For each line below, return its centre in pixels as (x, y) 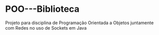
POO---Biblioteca (42, 9)
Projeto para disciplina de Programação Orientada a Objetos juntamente (79, 23)
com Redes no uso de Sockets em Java (46, 28)
